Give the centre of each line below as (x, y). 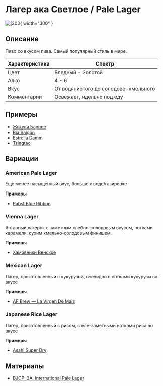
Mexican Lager (24, 266)
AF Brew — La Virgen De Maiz (44, 301)
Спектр (105, 63)
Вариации (22, 158)
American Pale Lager (31, 173)
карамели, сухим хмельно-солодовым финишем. (59, 233)
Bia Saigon (24, 132)
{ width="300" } (36, 23)
